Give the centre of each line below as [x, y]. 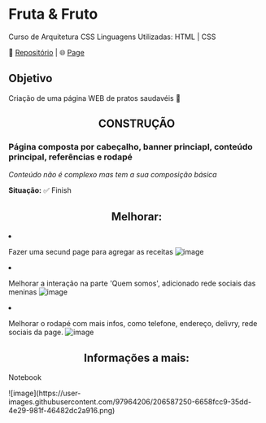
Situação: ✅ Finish [40, 190]
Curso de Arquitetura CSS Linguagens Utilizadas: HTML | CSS [112, 37]
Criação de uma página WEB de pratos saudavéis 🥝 [95, 98]
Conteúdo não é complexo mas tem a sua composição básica [113, 175]
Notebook [25, 377]
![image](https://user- [45, 393]
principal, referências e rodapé [70, 157]
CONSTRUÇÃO [137, 124]
